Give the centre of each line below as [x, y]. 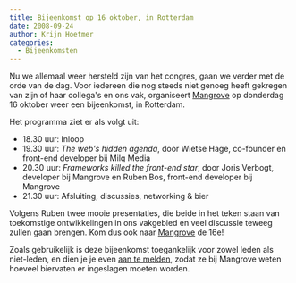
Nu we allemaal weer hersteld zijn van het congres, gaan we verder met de [147, 76]
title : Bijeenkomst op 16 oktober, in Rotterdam [101, 17]
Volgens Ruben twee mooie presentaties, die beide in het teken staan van [144, 213]
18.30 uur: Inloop [53, 139]
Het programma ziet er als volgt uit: [74, 122]
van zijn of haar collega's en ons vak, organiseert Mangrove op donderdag [147, 96]
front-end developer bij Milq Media [86, 158]
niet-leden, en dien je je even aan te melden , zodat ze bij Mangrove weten [145, 259]
